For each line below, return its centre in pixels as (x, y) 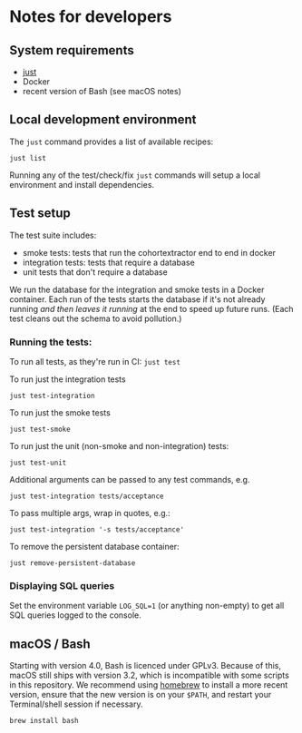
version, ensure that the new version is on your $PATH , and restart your (141, 695)
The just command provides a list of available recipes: (112, 142)
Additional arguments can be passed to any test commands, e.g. (130, 479)
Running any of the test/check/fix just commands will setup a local (135, 175)
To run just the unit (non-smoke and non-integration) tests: (119, 445)
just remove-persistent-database (73, 563)
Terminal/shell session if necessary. (76, 704)
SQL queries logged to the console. (76, 615)
